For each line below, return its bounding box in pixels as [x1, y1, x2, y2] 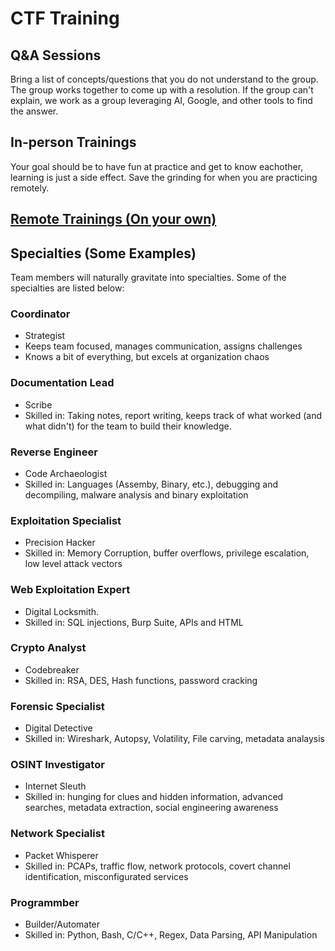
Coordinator [10, 307, 71, 321]
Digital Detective [24, 722, 93, 734]
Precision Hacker [24, 537, 96, 549]
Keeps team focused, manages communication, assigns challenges [24, 340, 303, 352]
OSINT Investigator [10, 758, 105, 772]
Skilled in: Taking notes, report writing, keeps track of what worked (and [24, 409, 323, 421]
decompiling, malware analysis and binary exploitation [24, 488, 249, 501]
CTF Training [10, 7, 120, 30]
